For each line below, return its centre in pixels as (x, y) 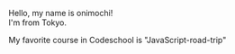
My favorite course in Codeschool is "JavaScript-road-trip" (117, 40)
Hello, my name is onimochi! (61, 13)
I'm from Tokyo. (38, 22)
